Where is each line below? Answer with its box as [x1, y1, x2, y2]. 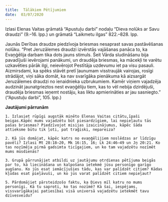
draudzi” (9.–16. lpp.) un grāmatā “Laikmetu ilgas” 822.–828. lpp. [5, 31, 139, 37]
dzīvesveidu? [5, 193, 33, 198]
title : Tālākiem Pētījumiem [5, 7, 66, 13]
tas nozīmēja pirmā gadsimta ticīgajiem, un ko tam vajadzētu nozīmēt [5, 144, 156, 150]
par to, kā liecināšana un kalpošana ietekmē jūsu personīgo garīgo [5, 162, 151, 167]
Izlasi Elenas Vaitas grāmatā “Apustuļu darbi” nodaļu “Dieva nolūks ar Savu [5, 26, 159, 32]
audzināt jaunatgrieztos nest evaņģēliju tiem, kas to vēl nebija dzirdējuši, [5, 83, 154, 89]
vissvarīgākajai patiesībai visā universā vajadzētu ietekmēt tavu [5, 188, 149, 193]
